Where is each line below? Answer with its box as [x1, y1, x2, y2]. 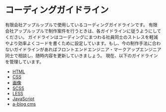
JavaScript [12, 96, 35, 102]
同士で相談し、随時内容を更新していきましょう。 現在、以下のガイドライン [5, 52, 158, 58]
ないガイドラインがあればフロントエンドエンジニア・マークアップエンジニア [5, 46, 162, 52]
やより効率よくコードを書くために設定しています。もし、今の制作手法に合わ [5, 40, 161, 46]
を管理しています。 [5, 59, 44, 65]
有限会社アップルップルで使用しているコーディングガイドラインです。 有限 [5, 22, 158, 28]
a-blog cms [12, 101, 36, 107]
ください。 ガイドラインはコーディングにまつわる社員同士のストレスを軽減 [5, 34, 158, 40]
